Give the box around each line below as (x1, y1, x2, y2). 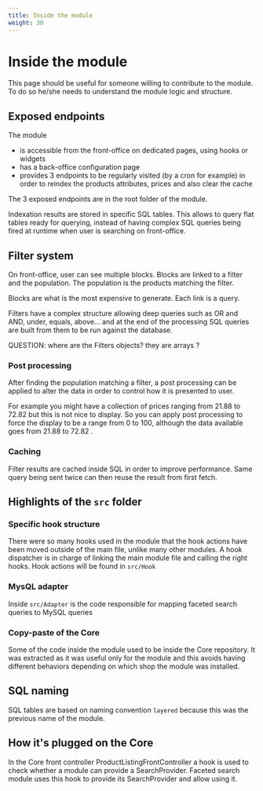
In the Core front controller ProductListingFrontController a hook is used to (8, 757, 249, 767)
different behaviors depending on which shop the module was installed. (8, 661, 240, 671)
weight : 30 (8, 19, 44, 27)
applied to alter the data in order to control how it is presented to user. (8, 386, 235, 396)
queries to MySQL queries (8, 607, 93, 617)
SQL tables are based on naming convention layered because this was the (8, 705, 249, 715)
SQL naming (8, 684, 69, 698)
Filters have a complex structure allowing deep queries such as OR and (8, 309, 239, 318)
